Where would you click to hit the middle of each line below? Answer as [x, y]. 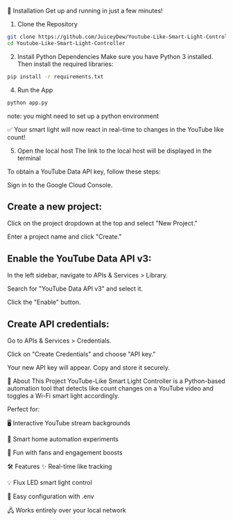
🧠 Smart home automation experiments [63, 439]
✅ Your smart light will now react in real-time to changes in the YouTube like [115, 129]
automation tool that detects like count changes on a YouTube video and [110, 388]
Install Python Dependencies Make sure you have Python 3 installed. [115, 56]
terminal [29, 158]
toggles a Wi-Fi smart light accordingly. [63, 395]
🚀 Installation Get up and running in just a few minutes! [85, 11]
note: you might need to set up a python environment [83, 116]
